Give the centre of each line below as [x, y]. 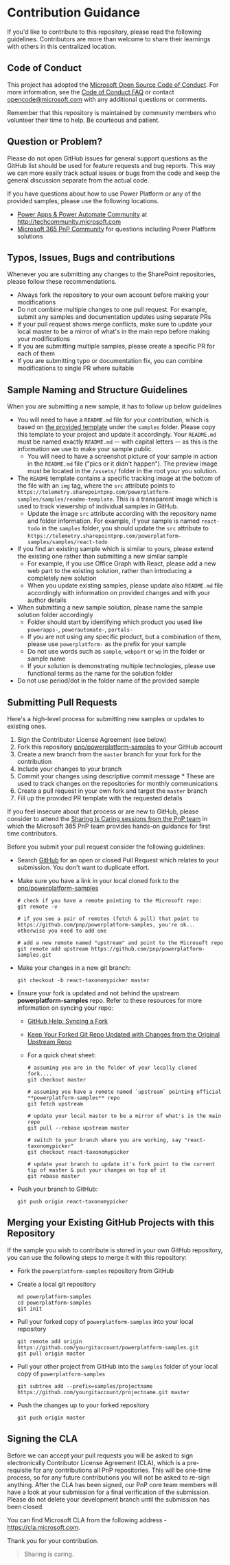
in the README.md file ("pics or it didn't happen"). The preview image [122, 464]
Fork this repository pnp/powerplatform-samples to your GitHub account [120, 747]
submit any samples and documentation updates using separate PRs [114, 317]
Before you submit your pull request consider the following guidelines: [106, 847]
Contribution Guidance [74, 13]
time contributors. [32, 833]
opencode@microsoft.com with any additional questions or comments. [107, 99]
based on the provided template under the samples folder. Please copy [116, 427]
